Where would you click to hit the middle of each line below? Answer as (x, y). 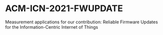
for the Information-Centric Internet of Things (52, 27)
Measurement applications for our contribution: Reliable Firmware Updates (81, 22)
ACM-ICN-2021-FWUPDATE (64, 9)
